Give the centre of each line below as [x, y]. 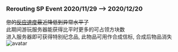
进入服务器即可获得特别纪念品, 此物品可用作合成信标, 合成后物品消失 [89, 37]
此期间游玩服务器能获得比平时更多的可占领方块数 [65, 30]
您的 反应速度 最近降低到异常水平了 [47, 22]
